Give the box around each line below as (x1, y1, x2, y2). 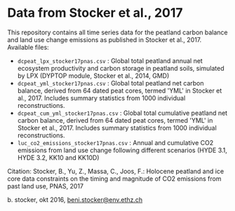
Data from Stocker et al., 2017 (7, 5, 184, 21)
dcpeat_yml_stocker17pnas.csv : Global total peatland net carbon (17, 79, 204, 87)
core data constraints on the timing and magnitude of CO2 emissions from (7, 174, 222, 183)
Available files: (7, 43, 49, 51)
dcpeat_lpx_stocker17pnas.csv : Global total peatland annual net (17, 56, 203, 64)
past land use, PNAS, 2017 (7, 182, 84, 190)
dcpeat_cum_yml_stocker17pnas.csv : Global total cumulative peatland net (17, 109, 228, 117)
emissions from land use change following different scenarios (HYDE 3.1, (17, 146, 228, 154)
